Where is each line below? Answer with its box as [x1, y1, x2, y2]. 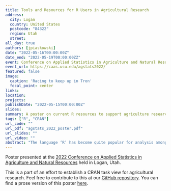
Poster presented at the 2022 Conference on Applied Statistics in [5, 154, 142, 160]
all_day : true [5, 41, 36, 46]
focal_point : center [10, 83, 53, 88]
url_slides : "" [5, 130, 38, 135]
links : [5, 88, 19, 93]
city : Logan [10, 17, 36, 22]
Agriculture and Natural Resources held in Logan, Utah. [5, 159, 121, 166]
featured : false [5, 69, 40, 74]
